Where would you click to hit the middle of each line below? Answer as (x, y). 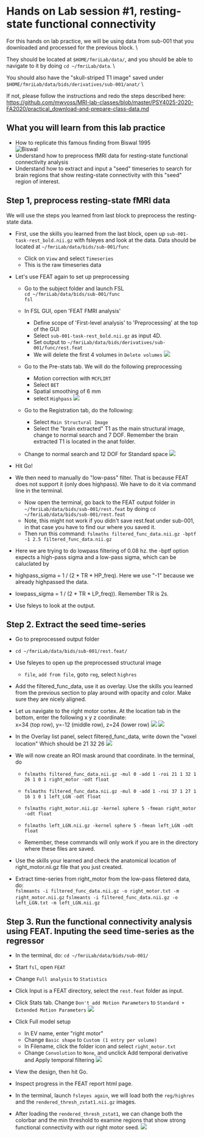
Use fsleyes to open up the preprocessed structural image (88, 663)
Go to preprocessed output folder (57, 639)
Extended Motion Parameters (51, 1010)
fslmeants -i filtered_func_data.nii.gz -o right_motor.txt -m (97, 891)
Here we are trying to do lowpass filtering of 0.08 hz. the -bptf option (102, 551)
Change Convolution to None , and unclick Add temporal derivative (106, 1053)
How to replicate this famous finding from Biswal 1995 (83, 143)
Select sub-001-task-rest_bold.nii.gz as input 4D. (97, 336)
